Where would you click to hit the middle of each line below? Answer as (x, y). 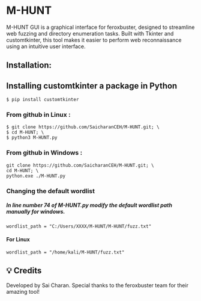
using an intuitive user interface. (46, 46)
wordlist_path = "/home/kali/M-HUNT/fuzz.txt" (65, 252)
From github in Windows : (44, 153)
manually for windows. (36, 212)
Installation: (29, 65)
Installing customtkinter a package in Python (92, 86)
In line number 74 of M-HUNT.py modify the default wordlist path (89, 205)
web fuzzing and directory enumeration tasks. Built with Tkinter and (90, 33)
